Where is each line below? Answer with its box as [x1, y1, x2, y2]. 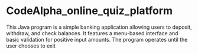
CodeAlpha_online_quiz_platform [6, 4, 173, 18]
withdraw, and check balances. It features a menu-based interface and [6, 29, 178, 36]
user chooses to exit [6, 42, 56, 49]
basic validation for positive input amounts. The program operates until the [6, 36, 188, 43]
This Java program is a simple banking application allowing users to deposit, [6, 23, 192, 31]
